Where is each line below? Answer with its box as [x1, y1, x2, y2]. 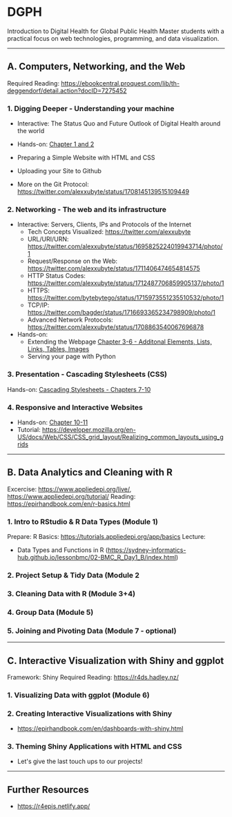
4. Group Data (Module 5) [7, 607, 94, 617]
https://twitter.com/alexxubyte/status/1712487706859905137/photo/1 [27, 279, 224, 287]
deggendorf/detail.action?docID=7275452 [7, 86, 127, 95]
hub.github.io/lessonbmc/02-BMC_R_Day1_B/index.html [17, 553, 177, 562]
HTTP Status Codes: [27, 272, 86, 280]
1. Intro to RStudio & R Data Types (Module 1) [7, 517, 159, 526]
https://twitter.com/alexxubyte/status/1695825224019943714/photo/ [27, 242, 223, 250]
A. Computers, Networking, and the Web [7, 61, 186, 72]
